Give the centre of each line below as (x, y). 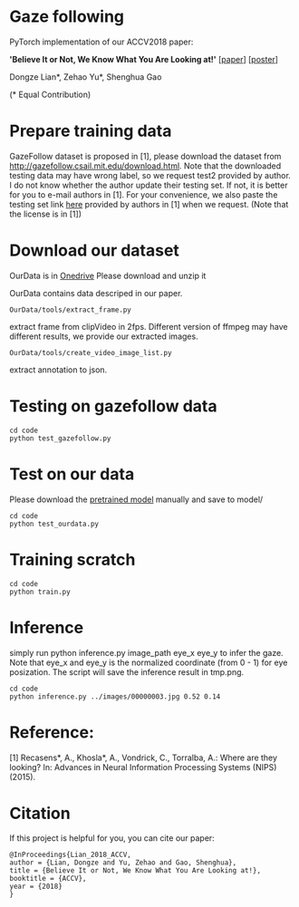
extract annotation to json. (58, 370)
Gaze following (67, 17)
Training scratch (72, 560)
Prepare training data (91, 131)
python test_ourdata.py (54, 524)
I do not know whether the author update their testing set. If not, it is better (149, 185)
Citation (40, 813)
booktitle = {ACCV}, (48, 879)
